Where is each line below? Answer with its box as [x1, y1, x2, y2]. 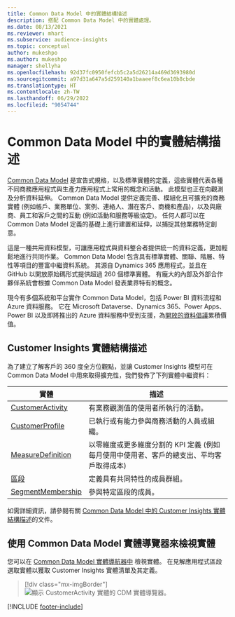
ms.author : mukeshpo [7, 56, 68, 63]
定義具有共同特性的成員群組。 [88, 474, 187, 484]
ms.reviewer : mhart [7, 29, 64, 37]
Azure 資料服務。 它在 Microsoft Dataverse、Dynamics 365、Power [7, 302, 203, 311]
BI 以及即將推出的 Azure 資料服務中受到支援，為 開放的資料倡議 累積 [27, 311, 221, 319]
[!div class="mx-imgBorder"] [24, 580, 108, 589]
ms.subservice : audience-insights [7, 36, 108, 43]
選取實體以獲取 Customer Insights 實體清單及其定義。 [7, 566, 162, 575]
